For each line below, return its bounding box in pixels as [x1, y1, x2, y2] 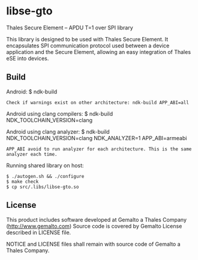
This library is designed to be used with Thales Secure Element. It [6, 35, 169, 43]
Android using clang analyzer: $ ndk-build [6, 128, 110, 135]
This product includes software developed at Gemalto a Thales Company [6, 216, 187, 223]
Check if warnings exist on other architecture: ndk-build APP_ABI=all [6, 99, 189, 105]
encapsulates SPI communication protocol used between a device [6, 42, 170, 49]
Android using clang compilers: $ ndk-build [6, 110, 113, 117]
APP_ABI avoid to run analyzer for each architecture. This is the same [6, 146, 192, 152]
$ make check [6, 179, 39, 185]
